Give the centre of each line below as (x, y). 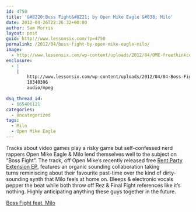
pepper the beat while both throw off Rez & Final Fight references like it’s (93, 185)
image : (14, 50)
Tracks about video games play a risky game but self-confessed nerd (90, 148)
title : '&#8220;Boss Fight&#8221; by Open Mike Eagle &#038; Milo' (90, 17)
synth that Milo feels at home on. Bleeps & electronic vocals (102, 179)
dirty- (169, 173)
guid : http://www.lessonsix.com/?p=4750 (56, 39)
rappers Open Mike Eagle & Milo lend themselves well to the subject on (91, 154)
